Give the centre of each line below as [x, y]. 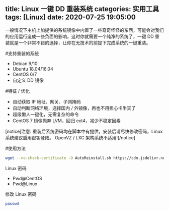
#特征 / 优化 [18, 91]
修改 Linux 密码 [21, 194]
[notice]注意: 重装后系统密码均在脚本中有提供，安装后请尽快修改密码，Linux [84, 131]
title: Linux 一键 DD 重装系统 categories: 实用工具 [82, 9]
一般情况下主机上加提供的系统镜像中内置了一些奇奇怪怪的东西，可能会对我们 [84, 30]
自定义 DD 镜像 [28, 80]
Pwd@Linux [25, 184]
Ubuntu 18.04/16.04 [33, 69]
